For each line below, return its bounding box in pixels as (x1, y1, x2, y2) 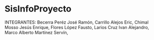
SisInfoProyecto (4, 3, 72, 14)
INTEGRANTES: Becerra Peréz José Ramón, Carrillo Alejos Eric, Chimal (4, 19, 149, 25)
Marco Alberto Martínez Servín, (4, 29, 68, 35)
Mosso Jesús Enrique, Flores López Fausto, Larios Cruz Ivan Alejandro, (4, 24, 150, 30)
